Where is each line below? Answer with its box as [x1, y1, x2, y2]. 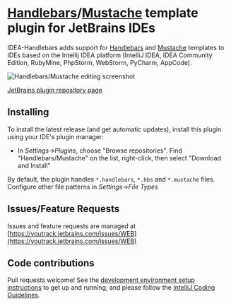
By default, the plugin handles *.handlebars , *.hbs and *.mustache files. [7, 175, 215, 183]
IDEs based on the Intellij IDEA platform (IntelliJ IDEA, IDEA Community [7, 51, 213, 59]
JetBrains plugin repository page [7, 86, 102, 94]
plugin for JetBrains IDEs [7, 20, 156, 36]
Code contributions [7, 257, 95, 269]
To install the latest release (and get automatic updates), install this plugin [7, 125, 222, 134]
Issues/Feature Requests [7, 203, 120, 215]
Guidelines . [7, 291, 40, 300]
